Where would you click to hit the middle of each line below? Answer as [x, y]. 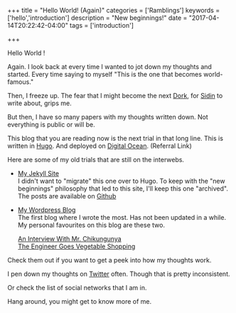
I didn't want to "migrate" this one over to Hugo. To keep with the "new [121, 181]
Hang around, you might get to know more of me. [79, 301]
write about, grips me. [40, 103]
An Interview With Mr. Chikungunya [70, 239]
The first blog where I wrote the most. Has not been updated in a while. [122, 217]
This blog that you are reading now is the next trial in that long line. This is [116, 138]
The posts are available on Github [67, 196]
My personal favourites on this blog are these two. [91, 225]
